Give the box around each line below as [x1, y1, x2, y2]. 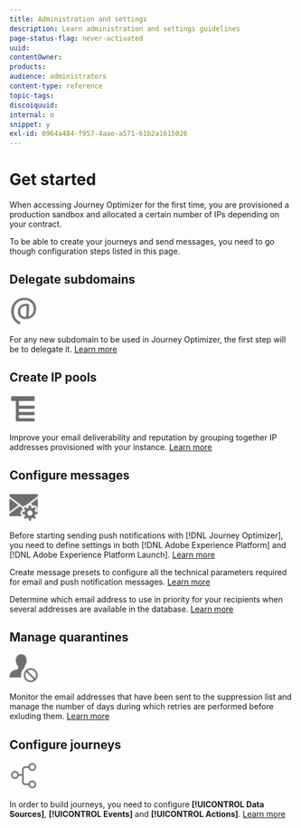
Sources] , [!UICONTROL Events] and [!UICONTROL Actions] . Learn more [9, 809, 287, 820]
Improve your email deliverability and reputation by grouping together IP [9, 431, 277, 443]
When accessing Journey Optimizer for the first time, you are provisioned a [9, 199, 289, 210]
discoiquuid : [9, 101, 59, 110]
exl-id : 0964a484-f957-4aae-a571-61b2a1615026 [9, 130, 188, 139]
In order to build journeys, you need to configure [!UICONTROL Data [9, 799, 265, 810]
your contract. [9, 218, 62, 230]
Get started [9, 169, 97, 190]
